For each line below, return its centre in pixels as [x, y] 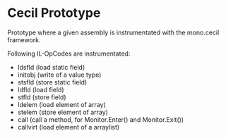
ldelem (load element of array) [61, 104]
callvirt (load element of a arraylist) [69, 127]
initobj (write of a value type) [59, 75]
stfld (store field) [42, 97]
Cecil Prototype [54, 13]
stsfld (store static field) [52, 82]
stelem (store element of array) [63, 112]
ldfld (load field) [41, 89]
